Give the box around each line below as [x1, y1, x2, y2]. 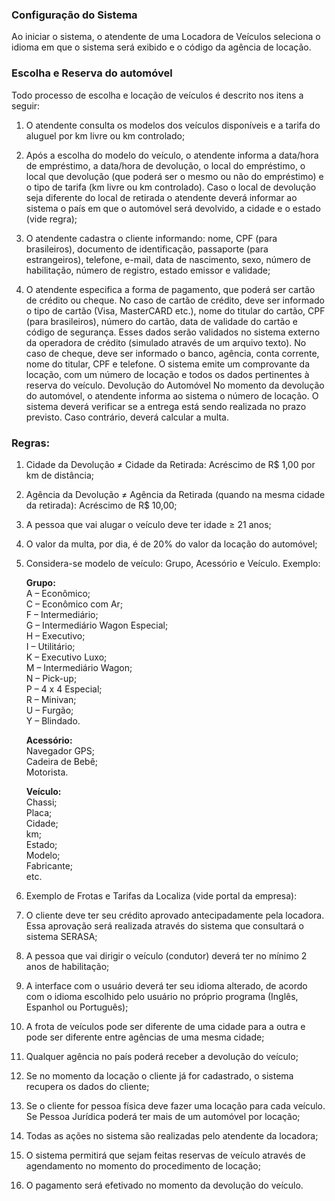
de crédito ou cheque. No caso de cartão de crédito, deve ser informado [25, 294, 325, 306]
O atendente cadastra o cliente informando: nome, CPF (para [25, 232, 278, 244]
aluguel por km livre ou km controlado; [25, 129, 186, 142]
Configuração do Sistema [11, 8, 138, 22]
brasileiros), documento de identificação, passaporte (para [25, 243, 269, 255]
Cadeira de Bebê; [25, 755, 99, 767]
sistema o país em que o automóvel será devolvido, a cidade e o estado [25, 202, 321, 214]
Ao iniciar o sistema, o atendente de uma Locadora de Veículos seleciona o [11, 31, 321, 43]
